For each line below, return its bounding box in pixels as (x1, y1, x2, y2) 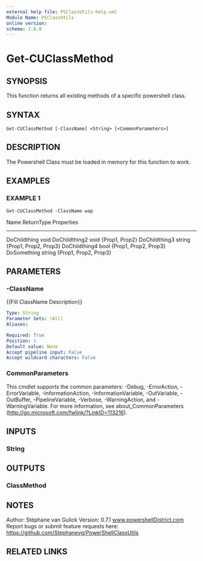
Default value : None (6, 343, 59, 349)
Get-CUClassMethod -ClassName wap (6, 207, 94, 214)
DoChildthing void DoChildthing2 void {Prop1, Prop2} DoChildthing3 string (6, 236, 190, 243)
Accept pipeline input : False (6, 349, 83, 355)
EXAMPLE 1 (6, 194, 41, 203)
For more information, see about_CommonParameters (50, 402, 184, 409)
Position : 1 (6, 338, 36, 344)
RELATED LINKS (6, 546, 68, 557)
